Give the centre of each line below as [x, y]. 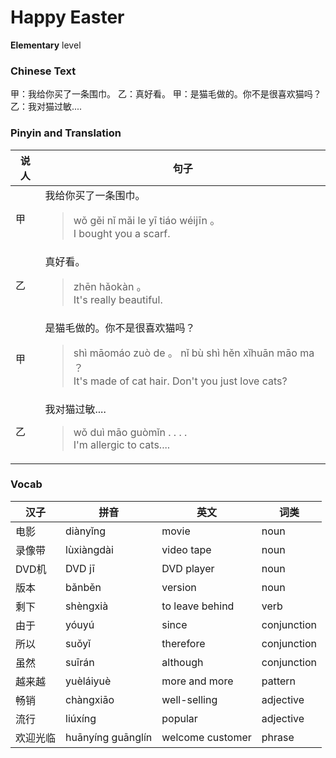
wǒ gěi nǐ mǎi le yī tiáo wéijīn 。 [147, 220]
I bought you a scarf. [122, 233]
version [179, 587]
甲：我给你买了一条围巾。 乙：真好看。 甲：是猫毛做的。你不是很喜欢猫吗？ [166, 94]
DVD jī [80, 568]
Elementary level [46, 45]
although [182, 662]
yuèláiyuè [88, 681]
